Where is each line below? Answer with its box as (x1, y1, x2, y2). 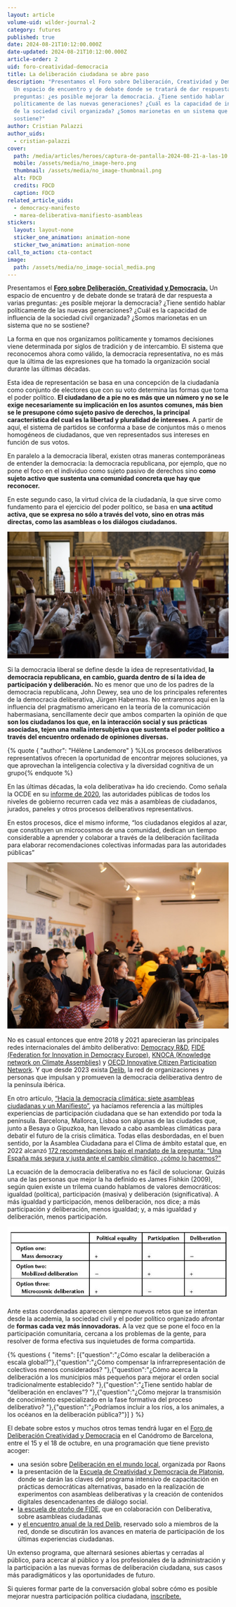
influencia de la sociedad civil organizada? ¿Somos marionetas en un (7, 314, 207, 322)
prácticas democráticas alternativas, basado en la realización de (17, 1482, 204, 1491)
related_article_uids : (7, 197, 74, 204)
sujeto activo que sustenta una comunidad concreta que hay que (7, 474, 201, 483)
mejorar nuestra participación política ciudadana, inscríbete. (7, 1592, 181, 1600)
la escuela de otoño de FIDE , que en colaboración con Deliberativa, (17, 1504, 213, 1513)
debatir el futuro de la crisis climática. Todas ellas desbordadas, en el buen (7, 1131, 225, 1140)
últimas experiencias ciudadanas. (17, 1535, 114, 1543)
